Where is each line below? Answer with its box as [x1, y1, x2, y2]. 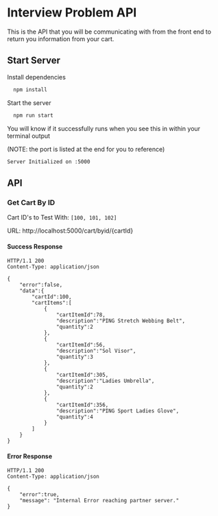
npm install [13, 86, 48, 93]
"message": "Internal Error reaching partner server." [19, 497, 180, 504]
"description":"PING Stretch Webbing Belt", [56, 318, 186, 325]
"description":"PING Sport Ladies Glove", [56, 408, 180, 414]
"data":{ [19, 288, 45, 294]
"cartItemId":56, [56, 342, 106, 349]
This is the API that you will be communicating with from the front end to [7, 27, 211, 36]
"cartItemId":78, [56, 312, 106, 318]
